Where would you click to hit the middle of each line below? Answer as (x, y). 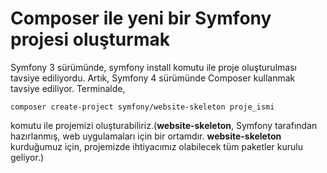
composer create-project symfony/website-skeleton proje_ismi (142, 107)
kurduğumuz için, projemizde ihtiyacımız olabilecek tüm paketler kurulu (156, 146)
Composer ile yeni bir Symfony (141, 18)
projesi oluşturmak (90, 39)
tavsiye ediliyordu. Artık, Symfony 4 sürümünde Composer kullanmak (153, 78)
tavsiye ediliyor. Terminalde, (68, 88)
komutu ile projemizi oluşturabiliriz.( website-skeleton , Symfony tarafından (164, 125)
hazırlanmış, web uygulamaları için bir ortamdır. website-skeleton (146, 136)
